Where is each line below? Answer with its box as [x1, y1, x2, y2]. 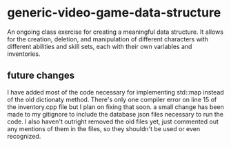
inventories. [7, 50, 41, 58]
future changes [7, 70, 74, 81]
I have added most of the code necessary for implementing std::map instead [7, 88, 224, 96]
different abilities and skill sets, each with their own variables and [7, 42, 192, 50]
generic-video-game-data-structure [7, 5, 221, 21]
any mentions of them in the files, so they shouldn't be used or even [7, 124, 201, 133]
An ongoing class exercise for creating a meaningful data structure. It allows [7, 28, 224, 36]
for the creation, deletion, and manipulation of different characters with [7, 35, 209, 43]
